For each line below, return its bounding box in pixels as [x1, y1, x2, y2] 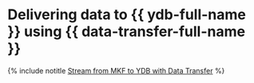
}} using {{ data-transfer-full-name [7, 22, 245, 41]
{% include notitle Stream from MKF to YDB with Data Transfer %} [7, 65, 225, 75]
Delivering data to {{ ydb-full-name [7, 6, 247, 24]
